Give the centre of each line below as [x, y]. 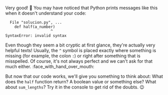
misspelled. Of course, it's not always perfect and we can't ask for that [79, 61]
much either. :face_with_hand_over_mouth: [50, 66]
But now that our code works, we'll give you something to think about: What [84, 76]
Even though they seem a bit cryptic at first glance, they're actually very [80, 45]
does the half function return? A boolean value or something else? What [81, 82]
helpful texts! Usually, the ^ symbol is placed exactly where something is [81, 50]
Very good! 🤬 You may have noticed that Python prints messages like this [81, 8]
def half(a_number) [35, 27]
